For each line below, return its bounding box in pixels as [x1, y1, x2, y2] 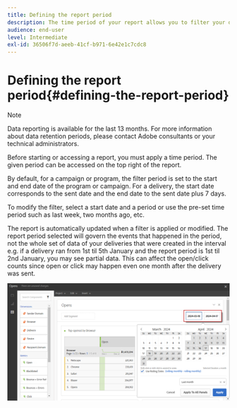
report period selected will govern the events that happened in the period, [7, 232, 222, 240]
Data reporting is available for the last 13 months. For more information [7, 124, 212, 133]
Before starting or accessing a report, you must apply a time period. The [7, 153, 217, 162]
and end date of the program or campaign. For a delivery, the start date [7, 182, 214, 191]
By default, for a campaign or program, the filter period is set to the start [7, 174, 217, 183]
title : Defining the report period [7, 11, 112, 18]
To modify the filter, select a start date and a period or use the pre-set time [7, 203, 225, 212]
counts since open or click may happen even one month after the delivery [7, 262, 221, 270]
